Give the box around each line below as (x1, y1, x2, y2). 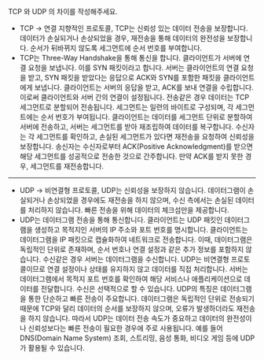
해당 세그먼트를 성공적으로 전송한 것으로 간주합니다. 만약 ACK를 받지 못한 (19, 152, 244, 161)
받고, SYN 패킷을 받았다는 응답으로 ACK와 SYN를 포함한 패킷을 (27, 73, 222, 82)
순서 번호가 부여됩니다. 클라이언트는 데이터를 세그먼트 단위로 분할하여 (40, 113, 253, 121)
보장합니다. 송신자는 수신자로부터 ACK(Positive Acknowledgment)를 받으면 (19, 142, 254, 151)
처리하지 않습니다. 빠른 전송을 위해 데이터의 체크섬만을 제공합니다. (27, 206, 229, 214)
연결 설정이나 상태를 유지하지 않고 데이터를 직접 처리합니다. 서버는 (46, 265, 249, 273)
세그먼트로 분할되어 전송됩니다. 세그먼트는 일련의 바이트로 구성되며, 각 (19, 102, 234, 112)
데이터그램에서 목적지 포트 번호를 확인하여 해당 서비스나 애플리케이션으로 (19, 274, 243, 284)
